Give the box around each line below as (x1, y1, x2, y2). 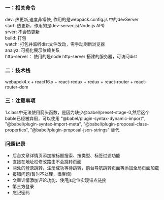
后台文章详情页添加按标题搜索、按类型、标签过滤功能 (12, 153, 121, 159)
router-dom (5, 84, 29, 90)
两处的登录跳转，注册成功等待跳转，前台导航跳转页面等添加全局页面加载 (12, 165, 159, 171)
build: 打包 (5, 35, 27, 41)
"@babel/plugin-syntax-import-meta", (5, 121, 82, 127)
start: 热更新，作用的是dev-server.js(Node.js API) (5, 23, 105, 29)
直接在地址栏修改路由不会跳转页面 (12, 159, 82, 165)
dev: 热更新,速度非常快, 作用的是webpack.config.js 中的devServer (5, 16, 139, 23)
